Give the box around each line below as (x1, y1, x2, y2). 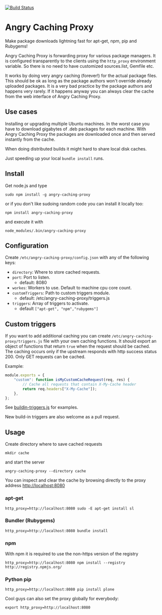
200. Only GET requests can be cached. (5, 354, 86, 360)
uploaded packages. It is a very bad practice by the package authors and (5, 83, 152, 89)
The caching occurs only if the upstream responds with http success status (5, 349, 157, 355)
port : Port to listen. (12, 275, 50, 281)
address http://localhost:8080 (5, 483, 65, 488)
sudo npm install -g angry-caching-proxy (5, 192, 91, 197)
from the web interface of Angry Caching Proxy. (5, 93, 101, 99)
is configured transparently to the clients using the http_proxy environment (5, 58, 156, 64)
